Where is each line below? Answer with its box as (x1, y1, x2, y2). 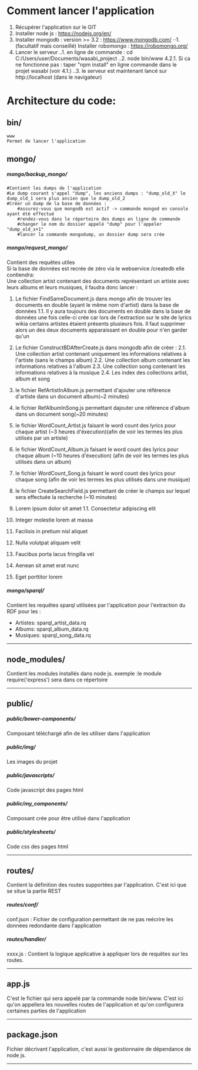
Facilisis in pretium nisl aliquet (15, 528, 88, 535)
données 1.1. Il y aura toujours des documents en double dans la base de (15, 307, 191, 315)
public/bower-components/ (6, 715, 76, 723)
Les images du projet (6, 758, 58, 765)
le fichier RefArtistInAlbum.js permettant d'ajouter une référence (15, 387, 171, 394)
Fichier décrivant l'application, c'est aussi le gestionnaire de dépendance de (6, 1045, 192, 1052)
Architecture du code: (6, 94, 116, 108)
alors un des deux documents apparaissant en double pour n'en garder (15, 326, 188, 333)
